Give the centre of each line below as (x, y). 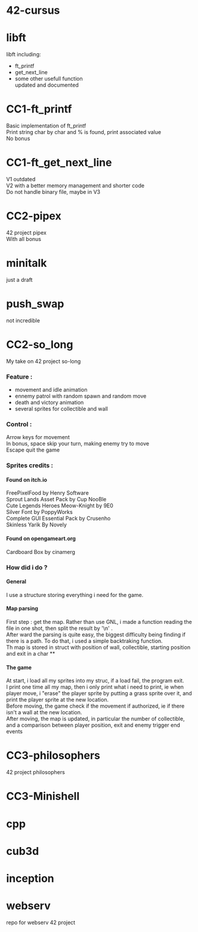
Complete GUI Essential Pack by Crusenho (58, 519)
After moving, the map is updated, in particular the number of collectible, (95, 719)
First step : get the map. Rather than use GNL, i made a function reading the (99, 622)
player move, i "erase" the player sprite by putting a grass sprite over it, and (99, 693)
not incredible (23, 320)
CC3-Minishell (43, 797)
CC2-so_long (40, 345)
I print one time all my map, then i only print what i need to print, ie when (95, 687)
